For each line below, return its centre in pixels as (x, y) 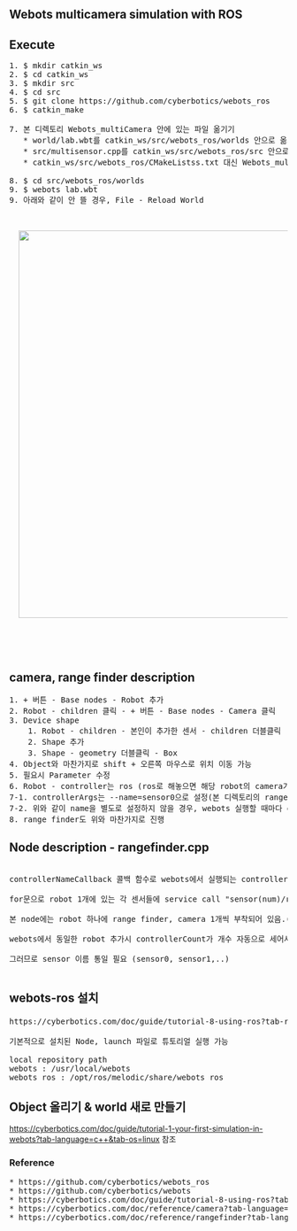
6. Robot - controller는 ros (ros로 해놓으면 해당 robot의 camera (146, 786)
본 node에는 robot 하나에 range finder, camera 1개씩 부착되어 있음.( (150, 919)
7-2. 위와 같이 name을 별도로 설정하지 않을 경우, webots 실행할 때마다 (146, 809)
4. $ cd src (35, 93)
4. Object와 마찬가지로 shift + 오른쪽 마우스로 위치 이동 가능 (130, 764)
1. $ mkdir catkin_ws (56, 66)
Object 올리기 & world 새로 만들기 (98, 1107)
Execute (32, 45)
